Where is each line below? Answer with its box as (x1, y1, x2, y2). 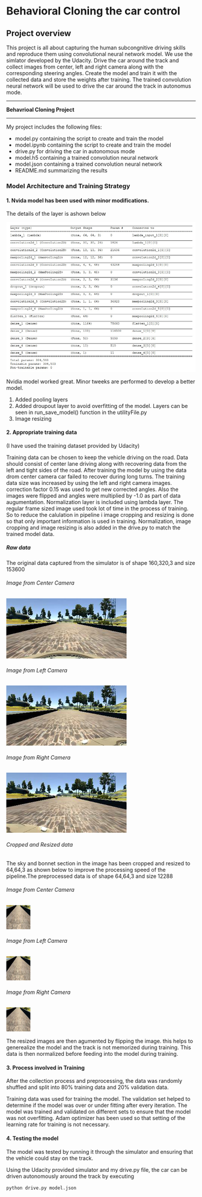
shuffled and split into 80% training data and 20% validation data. (6, 1083, 169, 1091)
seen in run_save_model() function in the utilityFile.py (14, 409, 147, 416)
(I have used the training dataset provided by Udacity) (6, 442, 140, 449)
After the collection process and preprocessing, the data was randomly (6, 1077, 182, 1085)
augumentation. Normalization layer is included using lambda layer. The (6, 498, 183, 505)
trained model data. (6, 530, 55, 537)
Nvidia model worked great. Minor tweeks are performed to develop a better (6, 377, 195, 385)
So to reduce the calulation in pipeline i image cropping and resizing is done (6, 511, 194, 518)
